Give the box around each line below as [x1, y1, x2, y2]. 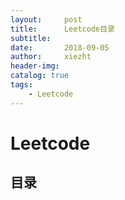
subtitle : [10, 33, 52, 43]
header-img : [10, 61, 60, 71]
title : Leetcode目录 [10, 24, 115, 34]
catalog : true [10, 71, 70, 81]
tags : [10, 80, 33, 90]
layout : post [10, 14, 83, 25]
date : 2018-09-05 [10, 42, 110, 53]
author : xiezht [10, 52, 92, 62]
